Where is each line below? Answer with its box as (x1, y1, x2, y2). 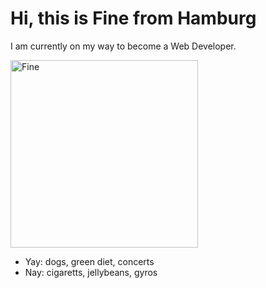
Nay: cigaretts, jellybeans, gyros (24, 266, 158, 278)
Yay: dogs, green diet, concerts (24, 255, 155, 267)
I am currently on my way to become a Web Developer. (10, 40, 237, 52)
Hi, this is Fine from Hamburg (10, 7, 257, 30)
